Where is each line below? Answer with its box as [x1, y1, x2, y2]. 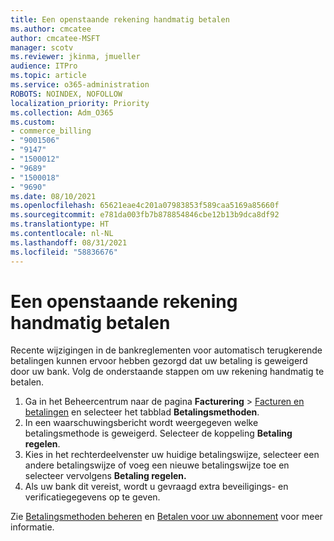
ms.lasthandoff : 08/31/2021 [10, 237, 128, 248]
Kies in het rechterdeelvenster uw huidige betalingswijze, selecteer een [24, 449, 320, 461]
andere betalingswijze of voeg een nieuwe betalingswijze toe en [24, 459, 290, 471]
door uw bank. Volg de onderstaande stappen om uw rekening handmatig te [10, 366, 325, 378]
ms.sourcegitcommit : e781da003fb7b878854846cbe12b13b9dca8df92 [10, 210, 280, 220]
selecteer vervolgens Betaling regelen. [24, 470, 187, 482]
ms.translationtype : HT [10, 219, 110, 230]
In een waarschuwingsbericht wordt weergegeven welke [24, 417, 259, 429]
